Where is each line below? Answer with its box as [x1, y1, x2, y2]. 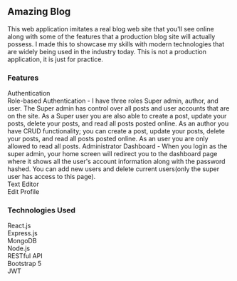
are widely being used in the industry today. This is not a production [7, 47, 206, 56]
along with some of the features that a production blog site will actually [7, 32, 216, 41]
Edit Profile [7, 188, 40, 196]
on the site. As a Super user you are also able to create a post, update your [7, 112, 227, 121]
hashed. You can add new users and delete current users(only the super [7, 165, 219, 173]
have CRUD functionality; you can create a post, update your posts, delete [7, 127, 226, 136]
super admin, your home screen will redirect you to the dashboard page [7, 150, 218, 158]
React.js [7, 221, 31, 230]
